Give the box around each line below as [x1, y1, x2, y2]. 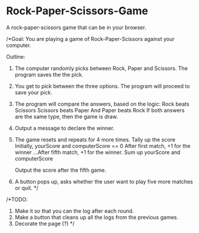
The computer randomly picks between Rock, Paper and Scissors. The [14, 64, 188, 72]
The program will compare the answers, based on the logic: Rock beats [14, 100, 189, 108]
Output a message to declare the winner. [14, 124, 115, 131]
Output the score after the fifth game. [14, 166, 106, 174]
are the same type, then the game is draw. [14, 113, 118, 120]
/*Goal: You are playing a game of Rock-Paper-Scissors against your [6, 35, 175, 42]
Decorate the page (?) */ [14, 220, 75, 227]
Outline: [6, 53, 26, 60]
